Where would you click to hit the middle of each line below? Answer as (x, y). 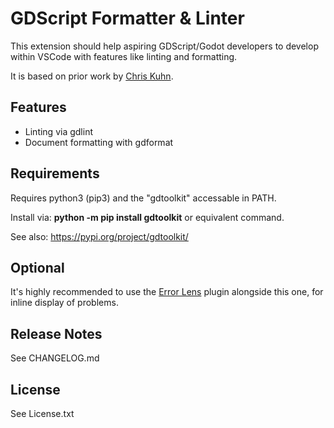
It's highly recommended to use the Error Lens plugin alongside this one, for (167, 292)
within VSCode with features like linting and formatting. (124, 56)
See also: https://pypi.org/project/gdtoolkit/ (99, 236)
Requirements (55, 173)
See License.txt (42, 413)
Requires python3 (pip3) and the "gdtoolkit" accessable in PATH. (143, 198)
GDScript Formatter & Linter (127, 18)
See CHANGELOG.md (55, 358)
